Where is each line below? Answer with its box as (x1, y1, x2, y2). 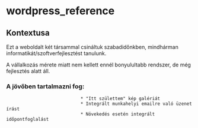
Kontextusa (6, 28, 50, 38)
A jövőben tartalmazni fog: (6, 82, 85, 90)
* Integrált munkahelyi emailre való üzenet (80, 101, 193, 107)
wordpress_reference (6, 4, 115, 18)
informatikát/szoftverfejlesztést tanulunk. (6, 50, 107, 57)
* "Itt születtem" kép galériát (80, 96, 161, 102)
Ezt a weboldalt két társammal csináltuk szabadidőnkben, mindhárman (6, 43, 179, 50)
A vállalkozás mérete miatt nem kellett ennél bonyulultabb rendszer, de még (6, 61, 191, 68)
